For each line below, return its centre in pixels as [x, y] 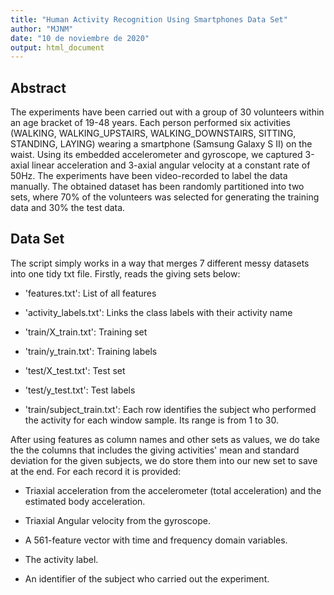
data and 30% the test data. [68, 208]
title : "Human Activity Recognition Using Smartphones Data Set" [149, 19]
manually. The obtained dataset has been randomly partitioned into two [157, 187]
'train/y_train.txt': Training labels [91, 351]
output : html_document [57, 47]
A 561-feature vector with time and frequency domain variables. [156, 540]
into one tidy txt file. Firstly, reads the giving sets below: [125, 273]
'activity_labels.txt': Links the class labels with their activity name [158, 312]
